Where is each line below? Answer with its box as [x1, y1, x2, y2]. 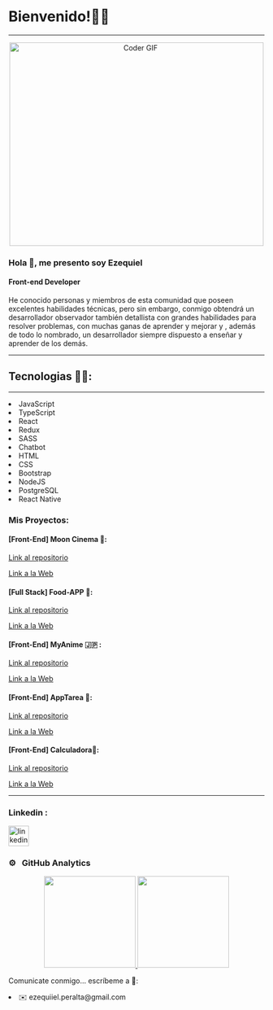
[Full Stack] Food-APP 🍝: [8, 587, 93, 597]
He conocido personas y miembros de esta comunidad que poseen [8, 295, 234, 305]
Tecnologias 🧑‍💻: [8, 369, 93, 383]
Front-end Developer [8, 277, 81, 287]
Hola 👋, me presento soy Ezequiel [8, 256, 143, 268]
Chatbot [19, 442, 46, 452]
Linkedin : [8, 807, 49, 818]
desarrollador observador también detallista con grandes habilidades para [8, 313, 257, 322]
